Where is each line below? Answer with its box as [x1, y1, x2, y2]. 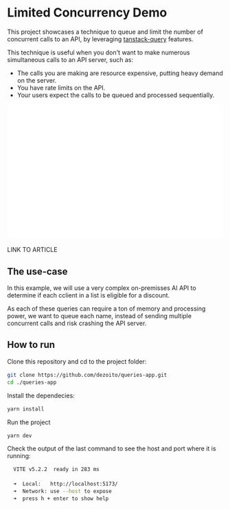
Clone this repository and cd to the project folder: [7, 357, 147, 366]
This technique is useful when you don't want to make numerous [7, 48, 190, 56]
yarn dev [7, 432, 32, 439]
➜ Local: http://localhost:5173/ [13, 481, 118, 488]
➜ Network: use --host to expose [13, 488, 112, 495]
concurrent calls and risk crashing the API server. [7, 319, 147, 328]
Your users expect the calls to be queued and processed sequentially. [16, 91, 215, 99]
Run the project [7, 418, 51, 426]
